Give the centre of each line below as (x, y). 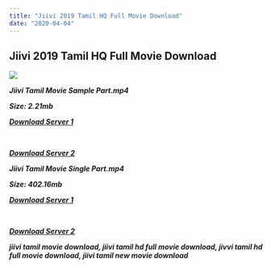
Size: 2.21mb (31, 107)
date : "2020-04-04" (42, 23)
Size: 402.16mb (36, 184)
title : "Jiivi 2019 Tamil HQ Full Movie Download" (96, 16)
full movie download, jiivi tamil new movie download (99, 256)
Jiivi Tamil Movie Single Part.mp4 (67, 169)
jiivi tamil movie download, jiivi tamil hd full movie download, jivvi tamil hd (136, 247)
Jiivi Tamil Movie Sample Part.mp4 (69, 90)
